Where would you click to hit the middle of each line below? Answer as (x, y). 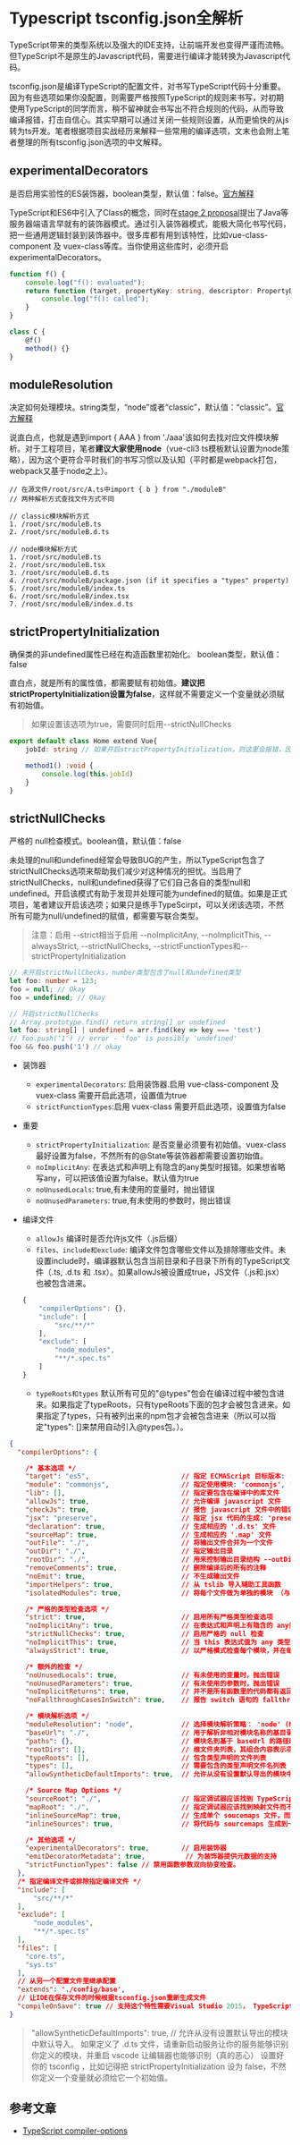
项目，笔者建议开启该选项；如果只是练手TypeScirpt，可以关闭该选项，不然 (146, 905)
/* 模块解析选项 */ (57, 1717)
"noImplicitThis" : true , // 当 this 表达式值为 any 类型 (158, 1642)
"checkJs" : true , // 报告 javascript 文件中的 (153, 1509)
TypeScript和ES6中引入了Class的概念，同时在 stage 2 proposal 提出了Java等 (149, 212)
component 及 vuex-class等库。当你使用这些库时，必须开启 (119, 246)
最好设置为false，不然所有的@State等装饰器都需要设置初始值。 (151, 1156)
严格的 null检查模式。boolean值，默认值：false (96, 841)
